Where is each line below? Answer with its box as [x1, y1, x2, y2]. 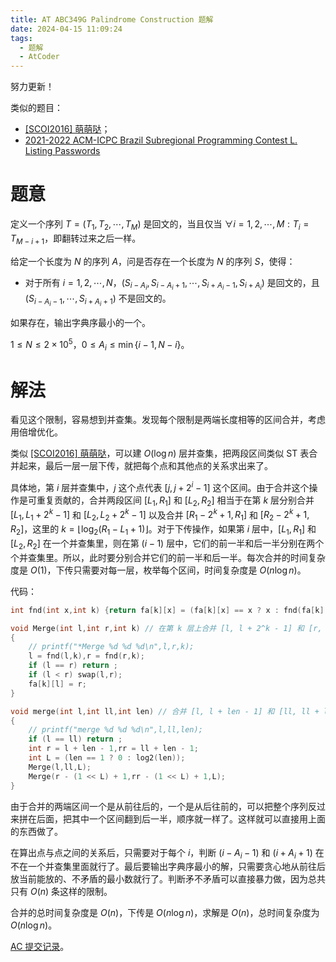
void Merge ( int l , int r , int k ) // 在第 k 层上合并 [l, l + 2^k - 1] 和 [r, [10, 623, 323, 633]
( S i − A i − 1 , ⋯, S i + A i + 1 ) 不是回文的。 [24, 292, 172, 308]
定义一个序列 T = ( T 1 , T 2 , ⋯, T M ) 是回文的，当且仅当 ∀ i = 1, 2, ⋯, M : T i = [10, 218, 310, 232]
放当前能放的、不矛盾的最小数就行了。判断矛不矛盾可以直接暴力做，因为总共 [10, 873, 326, 885]
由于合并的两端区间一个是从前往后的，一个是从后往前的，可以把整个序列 [10, 800, 308, 812]
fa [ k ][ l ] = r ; [28, 679, 87, 689]
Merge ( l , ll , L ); [28, 762, 92, 772]
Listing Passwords [24, 145, 101, 157]
